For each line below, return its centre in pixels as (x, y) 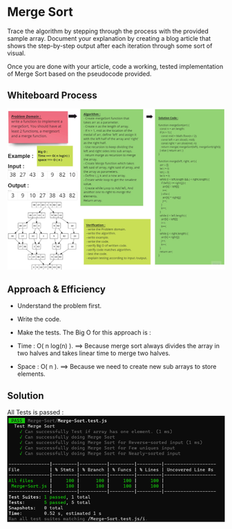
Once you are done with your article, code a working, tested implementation (115, 66)
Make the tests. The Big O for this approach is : (84, 332)
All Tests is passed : (36, 412)
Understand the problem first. (59, 306)
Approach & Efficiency (56, 289)
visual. (17, 53)
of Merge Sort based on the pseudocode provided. (79, 74)
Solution (26, 396)
